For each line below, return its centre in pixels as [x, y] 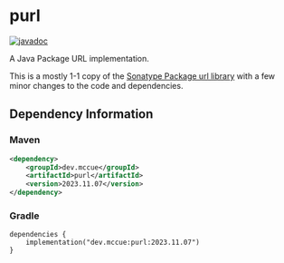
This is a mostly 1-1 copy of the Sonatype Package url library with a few [142, 76]
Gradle [24, 216]
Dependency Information [81, 114]
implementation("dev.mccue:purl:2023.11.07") [113, 243]
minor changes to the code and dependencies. [96, 85]
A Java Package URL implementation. [79, 58]
